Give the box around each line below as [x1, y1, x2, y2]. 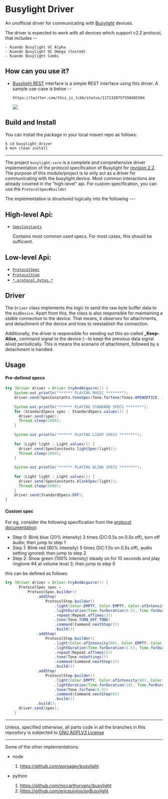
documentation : [5, 524, 38, 530]
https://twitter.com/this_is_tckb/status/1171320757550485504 [12, 95, 145, 100]
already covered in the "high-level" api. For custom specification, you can [5, 181, 157, 187]
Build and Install [5, 118, 56, 127]
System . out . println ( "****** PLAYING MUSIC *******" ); [14, 390, 128, 395]
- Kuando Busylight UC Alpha [5, 44, 66, 49]
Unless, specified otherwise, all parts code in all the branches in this [5, 724, 146, 730]
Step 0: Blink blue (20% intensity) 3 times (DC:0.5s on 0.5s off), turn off [12, 534, 160, 540]
